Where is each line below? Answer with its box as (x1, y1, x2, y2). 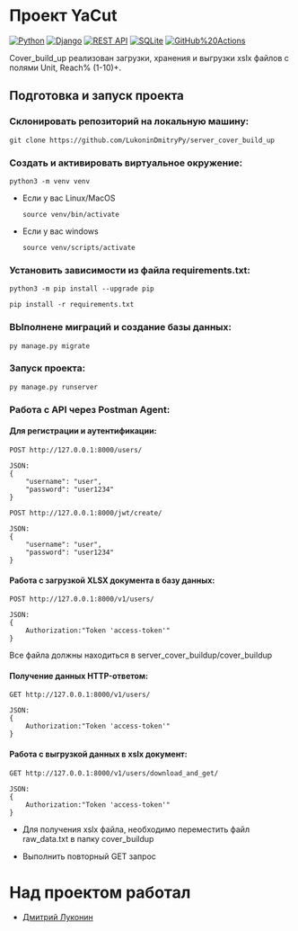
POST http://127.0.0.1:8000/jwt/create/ (9, 508, 163, 517)
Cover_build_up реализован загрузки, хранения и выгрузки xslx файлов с (9, 52, 290, 63)
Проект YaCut (9, 5, 118, 26)
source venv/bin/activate (22, 210, 119, 219)
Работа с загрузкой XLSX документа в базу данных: (9, 575, 215, 586)
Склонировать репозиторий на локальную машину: (9, 115, 250, 128)
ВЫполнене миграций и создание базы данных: (9, 321, 232, 334)
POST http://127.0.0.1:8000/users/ (9, 445, 143, 454)
